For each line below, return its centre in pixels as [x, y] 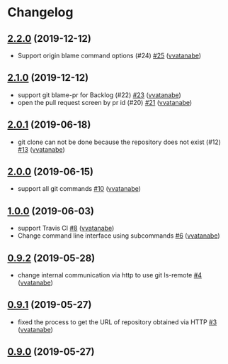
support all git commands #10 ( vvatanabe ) [79, 189]
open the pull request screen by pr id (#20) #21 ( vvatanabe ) [105, 102]
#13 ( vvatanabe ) [41, 149]
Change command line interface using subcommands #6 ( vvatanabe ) [119, 236]
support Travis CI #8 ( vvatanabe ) [66, 228]
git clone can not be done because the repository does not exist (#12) [119, 142]
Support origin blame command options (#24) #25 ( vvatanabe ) [109, 55]
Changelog [40, 12]
